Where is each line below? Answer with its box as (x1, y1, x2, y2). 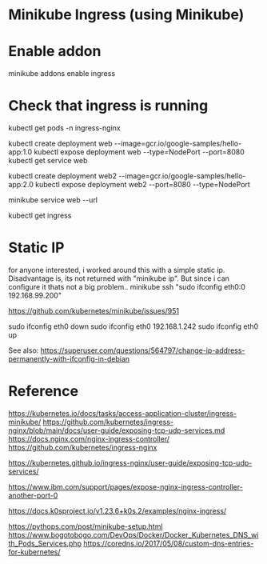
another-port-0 (8, 490, 58, 500)
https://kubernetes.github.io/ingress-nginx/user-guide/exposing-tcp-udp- (8, 458, 253, 467)
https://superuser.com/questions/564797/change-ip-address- (40, 346, 245, 355)
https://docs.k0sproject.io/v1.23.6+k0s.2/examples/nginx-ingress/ (8, 506, 227, 515)
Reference (8, 382, 78, 401)
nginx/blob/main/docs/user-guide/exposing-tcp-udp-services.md (8, 426, 225, 435)
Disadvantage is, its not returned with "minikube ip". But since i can (8, 274, 230, 283)
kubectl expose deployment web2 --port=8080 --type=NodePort (35, 180, 250, 190)
